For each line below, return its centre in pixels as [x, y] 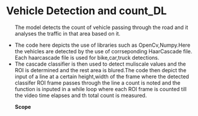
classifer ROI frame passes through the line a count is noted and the [98, 83]
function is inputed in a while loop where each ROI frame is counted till [101, 89]
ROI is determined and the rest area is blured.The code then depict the [100, 70]
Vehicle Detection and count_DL [87, 11]
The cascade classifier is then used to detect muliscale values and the [100, 64]
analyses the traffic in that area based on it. [67, 33]
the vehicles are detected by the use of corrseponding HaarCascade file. [103, 51]
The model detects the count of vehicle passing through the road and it [101, 27]
